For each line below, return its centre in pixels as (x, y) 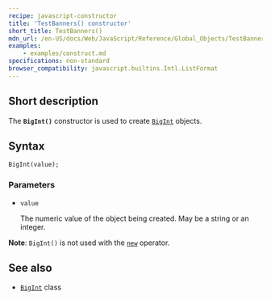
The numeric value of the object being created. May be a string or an (134, 218)
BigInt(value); (34, 165)
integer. (33, 226)
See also (30, 268)
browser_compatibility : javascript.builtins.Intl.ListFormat (113, 69)
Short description (54, 101)
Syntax (27, 146)
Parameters (31, 185)
